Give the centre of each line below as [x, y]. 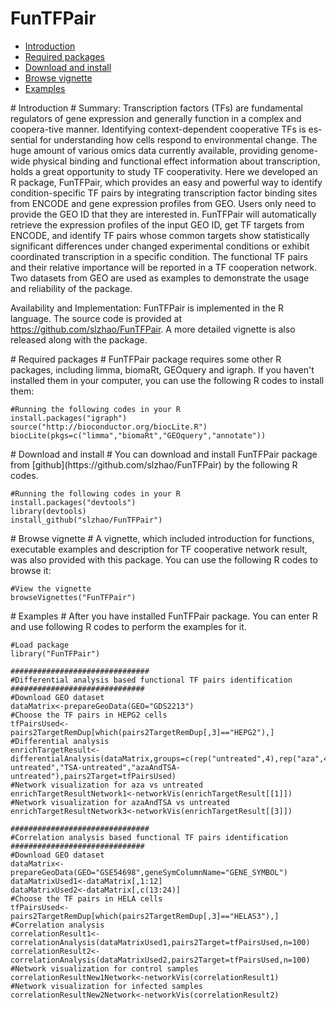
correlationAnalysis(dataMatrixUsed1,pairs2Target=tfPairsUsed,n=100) [160, 942]
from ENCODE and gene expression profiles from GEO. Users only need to [163, 203]
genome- [299, 150]
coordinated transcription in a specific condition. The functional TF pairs [159, 256]
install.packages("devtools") [73, 502]
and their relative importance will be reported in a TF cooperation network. [164, 267]
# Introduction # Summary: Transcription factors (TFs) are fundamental [156, 108]
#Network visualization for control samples [104, 968]
